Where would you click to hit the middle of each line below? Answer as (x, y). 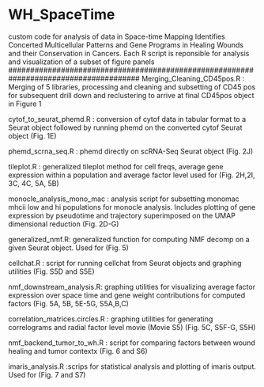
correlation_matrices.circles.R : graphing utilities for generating (111, 319)
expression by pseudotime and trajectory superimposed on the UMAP (122, 215)
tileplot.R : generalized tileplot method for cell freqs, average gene (116, 166)
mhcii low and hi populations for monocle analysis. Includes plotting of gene (132, 207)
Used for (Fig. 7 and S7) (47, 374)
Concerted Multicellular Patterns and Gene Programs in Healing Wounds (126, 44)
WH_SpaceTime (62, 15)
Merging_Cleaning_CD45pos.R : (193, 78)
